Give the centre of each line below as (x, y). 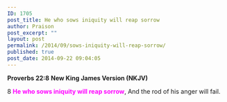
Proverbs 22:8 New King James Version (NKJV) (77, 78)
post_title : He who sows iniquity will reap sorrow (83, 20)
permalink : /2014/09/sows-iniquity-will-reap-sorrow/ (87, 45)
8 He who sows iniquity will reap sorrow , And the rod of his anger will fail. (114, 91)
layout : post (26, 39)
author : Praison (31, 26)
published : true (31, 52)
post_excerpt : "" (32, 33)
